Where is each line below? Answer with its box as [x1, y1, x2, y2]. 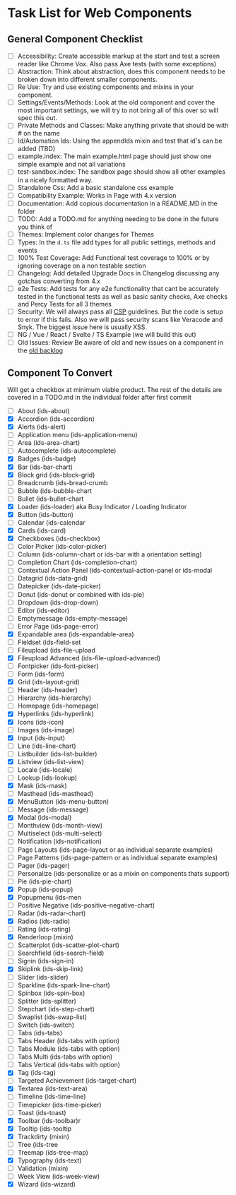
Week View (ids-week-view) [17, 1172, 100, 1181]
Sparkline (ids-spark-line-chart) [17, 980, 111, 989]
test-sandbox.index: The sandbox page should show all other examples [17, 167, 226, 176]
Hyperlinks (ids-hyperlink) [17, 710, 94, 718]
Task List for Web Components [7, 5, 192, 21]
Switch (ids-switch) [17, 1021, 75, 1029]
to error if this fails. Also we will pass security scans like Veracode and [17, 316, 223, 324]
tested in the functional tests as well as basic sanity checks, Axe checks [17, 292, 228, 301]
